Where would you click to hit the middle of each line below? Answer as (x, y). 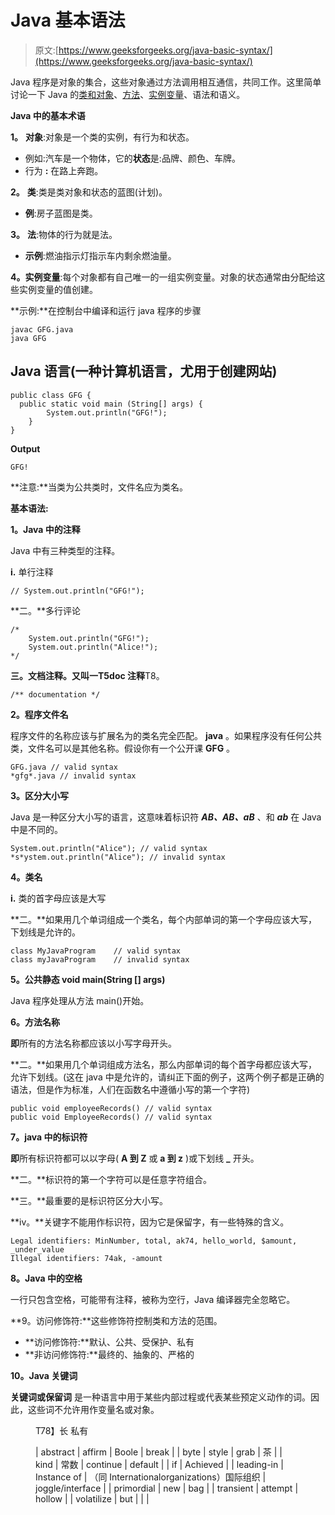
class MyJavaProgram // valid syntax (96, 951)
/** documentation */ (55, 694)
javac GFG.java (42, 329)
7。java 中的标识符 (49, 1137)
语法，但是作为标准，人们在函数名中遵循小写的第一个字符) (130, 1089)
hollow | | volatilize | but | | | (92, 1498)
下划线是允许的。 (45, 932)
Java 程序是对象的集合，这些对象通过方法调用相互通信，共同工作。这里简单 (166, 82)
